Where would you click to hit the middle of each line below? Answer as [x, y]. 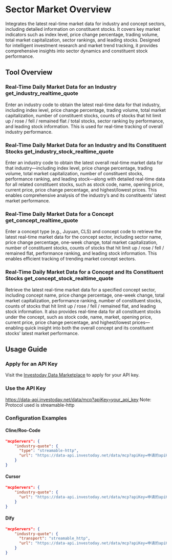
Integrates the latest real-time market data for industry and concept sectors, [85, 24]
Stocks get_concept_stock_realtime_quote [59, 279]
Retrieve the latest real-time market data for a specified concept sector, [81, 289]
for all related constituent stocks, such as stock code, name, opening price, [85, 184]
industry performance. [29, 132]
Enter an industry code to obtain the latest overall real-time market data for [84, 162]
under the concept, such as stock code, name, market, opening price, [79, 317]
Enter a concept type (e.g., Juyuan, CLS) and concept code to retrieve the [83, 232]
